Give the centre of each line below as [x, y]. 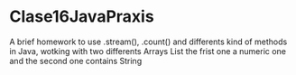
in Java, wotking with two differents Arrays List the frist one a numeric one [148, 51]
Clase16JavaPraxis [82, 17]
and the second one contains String [76, 61]
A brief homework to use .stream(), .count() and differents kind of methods [148, 42]
